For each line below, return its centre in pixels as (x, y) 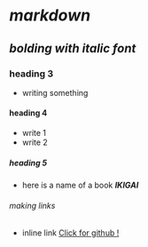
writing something (55, 92)
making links (32, 205)
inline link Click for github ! (70, 233)
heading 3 (31, 74)
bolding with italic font (73, 48)
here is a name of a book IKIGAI (80, 185)
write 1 (34, 133)
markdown (50, 16)
